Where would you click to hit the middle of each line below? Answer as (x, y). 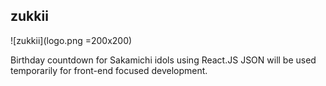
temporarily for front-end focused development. (109, 70)
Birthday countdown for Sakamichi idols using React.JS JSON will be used (163, 60)
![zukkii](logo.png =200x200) (71, 40)
